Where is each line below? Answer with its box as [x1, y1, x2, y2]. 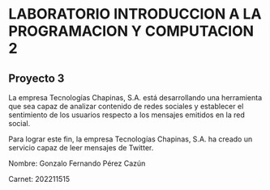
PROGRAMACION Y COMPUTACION [8, 22, 254, 40]
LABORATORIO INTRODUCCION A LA [8, 5, 262, 23]
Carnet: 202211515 [8, 175, 71, 184]
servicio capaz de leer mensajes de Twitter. [8, 143, 154, 152]
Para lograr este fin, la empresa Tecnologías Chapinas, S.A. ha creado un [8, 134, 253, 144]
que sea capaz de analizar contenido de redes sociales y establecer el [8, 102, 244, 111]
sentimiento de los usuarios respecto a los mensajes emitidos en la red [8, 110, 246, 120]
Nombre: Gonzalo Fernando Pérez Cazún [8, 158, 146, 168]
